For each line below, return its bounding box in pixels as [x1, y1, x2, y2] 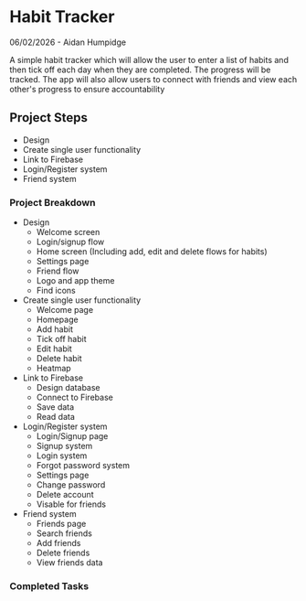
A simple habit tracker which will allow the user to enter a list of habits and [9, 54, 290, 65]
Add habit [36, 324, 74, 335]
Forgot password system [36, 460, 131, 471]
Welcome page [36, 305, 94, 316]
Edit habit [36, 343, 73, 354]
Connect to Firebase [36, 392, 114, 403]
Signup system [36, 441, 93, 452]
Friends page [36, 519, 87, 530]
